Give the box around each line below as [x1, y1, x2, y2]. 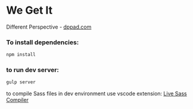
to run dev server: [6, 66, 60, 74]
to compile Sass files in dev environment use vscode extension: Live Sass [6, 90, 187, 97]
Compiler [6, 96, 29, 104]
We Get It [6, 4, 53, 17]
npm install [6, 52, 36, 58]
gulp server [6, 79, 36, 85]
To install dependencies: [6, 38, 79, 46]
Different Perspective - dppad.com [6, 23, 92, 30]
